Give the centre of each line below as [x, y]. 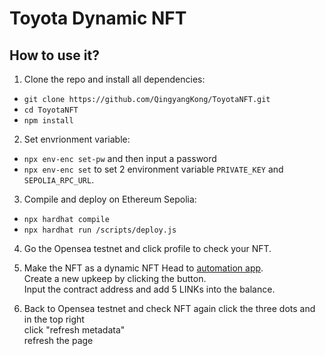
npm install [48, 121]
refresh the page [58, 340]
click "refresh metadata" [74, 330]
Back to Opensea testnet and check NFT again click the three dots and [169, 308]
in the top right [54, 319]
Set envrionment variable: [77, 139]
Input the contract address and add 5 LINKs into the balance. [149, 289]
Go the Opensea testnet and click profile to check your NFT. [147, 248]
